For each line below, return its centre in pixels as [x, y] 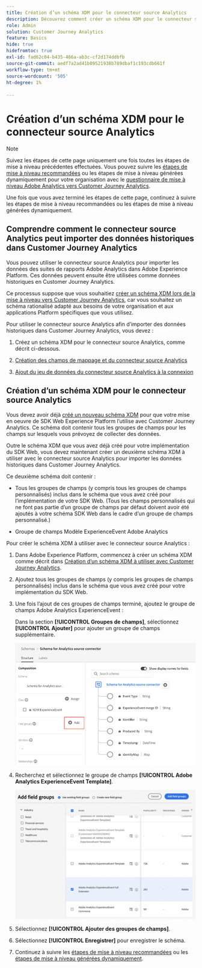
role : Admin [21, 25]
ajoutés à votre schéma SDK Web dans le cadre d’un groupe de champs [104, 513]
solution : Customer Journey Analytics [55, 32]
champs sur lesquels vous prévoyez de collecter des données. [84, 433]
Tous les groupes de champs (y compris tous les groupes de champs [100, 488]
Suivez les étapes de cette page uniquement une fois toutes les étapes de [98, 161]
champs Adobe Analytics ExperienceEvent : [69, 610]
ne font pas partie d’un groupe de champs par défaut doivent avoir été [102, 507]
